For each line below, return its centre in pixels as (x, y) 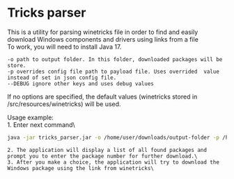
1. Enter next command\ (41, 125)
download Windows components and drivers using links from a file (103, 39)
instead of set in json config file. (62, 78)
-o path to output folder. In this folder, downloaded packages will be (115, 59)
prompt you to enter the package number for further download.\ (102, 156)
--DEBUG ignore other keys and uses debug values (81, 84)
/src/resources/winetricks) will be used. (64, 104)
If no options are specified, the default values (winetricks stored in (102, 96)
